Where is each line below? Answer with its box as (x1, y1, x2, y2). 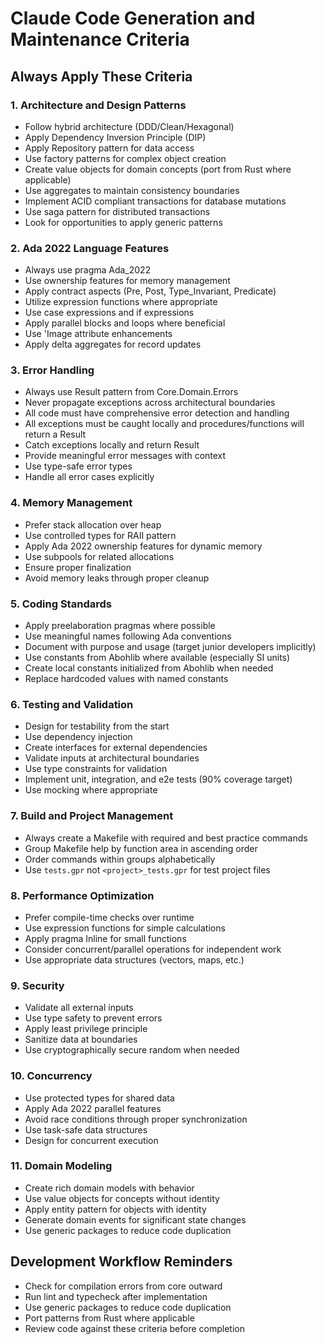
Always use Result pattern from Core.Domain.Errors (24, 386, 239, 398)
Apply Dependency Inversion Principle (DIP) (24, 131, 207, 143)
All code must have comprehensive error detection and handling (24, 407, 290, 419)
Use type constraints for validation (24, 763, 168, 775)
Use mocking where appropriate (24, 784, 158, 796)
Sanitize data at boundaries (24, 1033, 138, 1046)
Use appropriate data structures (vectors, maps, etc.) (24, 953, 245, 966)
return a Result (24, 428, 87, 441)
